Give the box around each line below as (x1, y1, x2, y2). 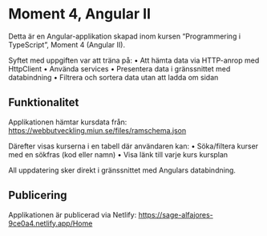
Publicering (8, 189, 67, 202)
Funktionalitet (8, 96, 79, 109)
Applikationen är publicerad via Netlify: (8, 210, 137, 219)
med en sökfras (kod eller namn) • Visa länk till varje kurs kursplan (8, 149, 229, 159)
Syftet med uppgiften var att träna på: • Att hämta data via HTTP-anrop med (8, 55, 260, 65)
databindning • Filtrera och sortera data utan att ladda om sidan (8, 72, 219, 82)
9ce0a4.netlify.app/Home (8, 218, 93, 228)
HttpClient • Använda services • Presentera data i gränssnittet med (8, 63, 231, 73)
